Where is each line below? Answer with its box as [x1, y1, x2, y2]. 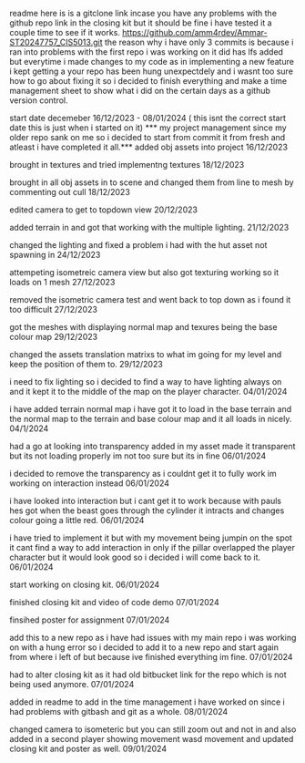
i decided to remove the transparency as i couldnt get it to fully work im [9, 469, 278, 479]
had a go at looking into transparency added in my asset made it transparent [9, 441, 296, 451]
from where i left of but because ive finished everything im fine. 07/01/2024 [9, 652, 293, 662]
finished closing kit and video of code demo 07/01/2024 [9, 597, 220, 607]
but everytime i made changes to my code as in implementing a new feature [9, 57, 294, 67]
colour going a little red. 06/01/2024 [9, 515, 145, 525]
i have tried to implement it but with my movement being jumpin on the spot [9, 532, 293, 543]
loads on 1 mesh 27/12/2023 [9, 277, 116, 287]
